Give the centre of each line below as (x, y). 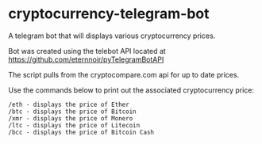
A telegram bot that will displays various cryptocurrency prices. (112, 36)
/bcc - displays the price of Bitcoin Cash (81, 132)
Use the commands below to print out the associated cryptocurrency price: (131, 90)
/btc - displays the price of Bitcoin (72, 112)
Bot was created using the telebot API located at (87, 51)
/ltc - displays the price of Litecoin (74, 125)
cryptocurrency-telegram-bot (109, 14)
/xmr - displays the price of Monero (71, 118)
